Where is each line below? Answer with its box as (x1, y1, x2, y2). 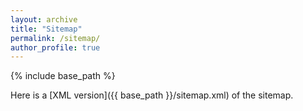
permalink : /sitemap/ (10, 33, 101, 43)
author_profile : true (10, 42, 101, 53)
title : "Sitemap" (10, 24, 83, 34)
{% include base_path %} (10, 70, 116, 82)
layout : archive (10, 14, 78, 25)
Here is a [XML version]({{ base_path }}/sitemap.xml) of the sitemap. (10, 89, 294, 101)
